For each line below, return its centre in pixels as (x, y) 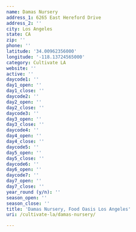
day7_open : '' (24, 181)
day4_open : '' (24, 136)
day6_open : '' (24, 170)
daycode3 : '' (23, 113)
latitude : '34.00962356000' (42, 51)
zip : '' (16, 40)
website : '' (21, 68)
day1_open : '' (24, 85)
